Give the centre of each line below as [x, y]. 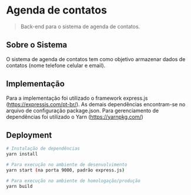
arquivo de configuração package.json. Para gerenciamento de [83, 110]
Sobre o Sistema [37, 45]
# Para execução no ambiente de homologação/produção [73, 181]
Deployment [29, 135]
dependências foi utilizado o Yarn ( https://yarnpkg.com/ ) [75, 117]
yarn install [22, 154]
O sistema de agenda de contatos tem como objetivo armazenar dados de [96, 59]
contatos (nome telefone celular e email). [56, 65]
